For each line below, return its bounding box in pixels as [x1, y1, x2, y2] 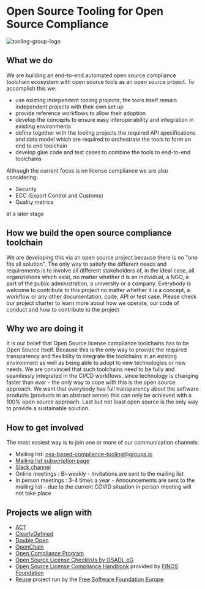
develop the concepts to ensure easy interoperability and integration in [15, 116, 194, 123]
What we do [6, 55, 53, 66]
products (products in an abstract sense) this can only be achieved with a [6, 392, 192, 399]
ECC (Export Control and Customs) [15, 192, 104, 199]
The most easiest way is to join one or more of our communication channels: [6, 439, 199, 446]
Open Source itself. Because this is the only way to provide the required [6, 346, 187, 353]
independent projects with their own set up [15, 103, 124, 110]
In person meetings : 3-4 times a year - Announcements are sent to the [15, 476, 195, 484]
